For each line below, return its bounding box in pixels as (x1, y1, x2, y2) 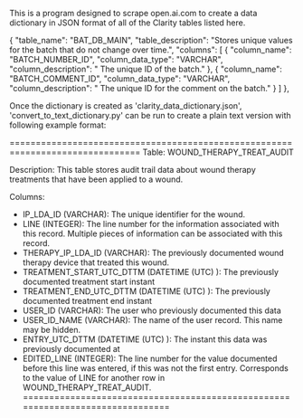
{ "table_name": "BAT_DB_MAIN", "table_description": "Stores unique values (9, 35, 293, 45)
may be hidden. (22, 325, 81, 335)
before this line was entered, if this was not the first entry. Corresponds (22, 363, 289, 374)
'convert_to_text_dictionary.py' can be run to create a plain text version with (9, 110, 291, 120)
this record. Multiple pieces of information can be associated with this (22, 228, 283, 239)
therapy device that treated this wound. (22, 257, 170, 268)
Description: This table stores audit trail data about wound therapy (9, 165, 256, 175)
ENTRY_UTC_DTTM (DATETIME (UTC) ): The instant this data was (22, 334, 268, 345)
